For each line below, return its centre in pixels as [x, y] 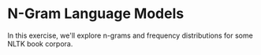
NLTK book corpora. [40, 43]
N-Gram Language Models [96, 14]
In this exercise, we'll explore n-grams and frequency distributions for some [130, 35]
